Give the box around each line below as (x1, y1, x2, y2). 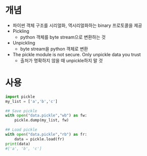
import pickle (5, 94, 35, 99)
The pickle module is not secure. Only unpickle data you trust (12, 51, 141, 57)
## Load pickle (5, 127, 38, 132)
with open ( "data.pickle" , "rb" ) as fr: (5, 132, 87, 137)
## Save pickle (5, 108, 38, 113)
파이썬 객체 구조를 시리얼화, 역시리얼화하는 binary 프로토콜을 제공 (12, 22, 142, 28)
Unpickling (12, 40, 35, 46)
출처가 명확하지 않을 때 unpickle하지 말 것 (20, 57, 103, 63)
